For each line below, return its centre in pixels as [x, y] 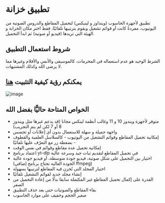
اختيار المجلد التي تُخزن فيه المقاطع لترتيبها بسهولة [59, 169]
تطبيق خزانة [27, 9]
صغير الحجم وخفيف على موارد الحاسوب [50, 195]
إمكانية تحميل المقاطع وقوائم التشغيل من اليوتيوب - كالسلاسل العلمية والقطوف [86, 137]
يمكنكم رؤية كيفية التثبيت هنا [44, 82]
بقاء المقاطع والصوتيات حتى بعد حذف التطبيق [55, 190]
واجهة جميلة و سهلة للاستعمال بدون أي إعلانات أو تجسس [65, 132]
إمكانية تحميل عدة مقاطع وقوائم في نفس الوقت [57, 148]
